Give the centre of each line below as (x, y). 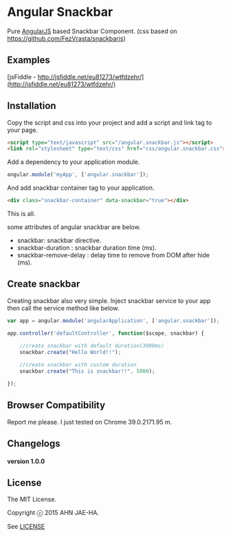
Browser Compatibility (56, 406)
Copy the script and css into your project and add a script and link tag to (110, 122)
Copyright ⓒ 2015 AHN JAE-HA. (53, 513)
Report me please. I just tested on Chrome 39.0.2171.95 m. (90, 422)
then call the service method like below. (63, 308)
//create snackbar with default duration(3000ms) (92, 346)
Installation (32, 106)
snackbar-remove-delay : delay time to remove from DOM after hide (113, 255)
